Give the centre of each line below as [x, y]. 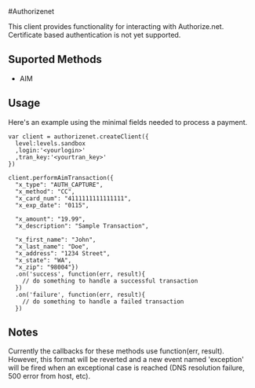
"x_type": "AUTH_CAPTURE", [59, 185]
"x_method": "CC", [46, 192]
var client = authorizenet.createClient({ [78, 137]
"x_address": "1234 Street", [63, 253]
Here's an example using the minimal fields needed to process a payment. [128, 122]
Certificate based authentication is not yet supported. [95, 35]
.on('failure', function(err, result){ [80, 295]
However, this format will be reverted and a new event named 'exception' [126, 360]
